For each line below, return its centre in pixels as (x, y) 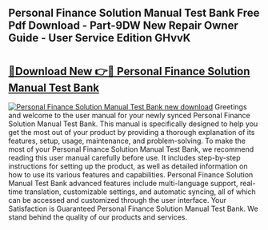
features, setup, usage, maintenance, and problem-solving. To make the (127, 141)
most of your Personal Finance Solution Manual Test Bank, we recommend (131, 149)
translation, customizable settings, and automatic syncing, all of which (140, 192)
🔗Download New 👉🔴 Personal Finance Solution (129, 71)
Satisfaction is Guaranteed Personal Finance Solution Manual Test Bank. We (133, 208)
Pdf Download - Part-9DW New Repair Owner (123, 26)
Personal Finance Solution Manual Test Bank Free (134, 13)
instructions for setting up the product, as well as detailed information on (128, 166)
